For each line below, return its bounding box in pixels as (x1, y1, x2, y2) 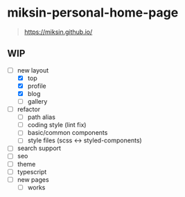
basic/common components (27, 129, 108, 137)
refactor (17, 105, 40, 113)
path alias (27, 113, 55, 122)
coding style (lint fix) (27, 121, 87, 129)
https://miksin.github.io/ (24, 28, 93, 36)
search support (17, 144, 61, 153)
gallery (27, 97, 48, 105)
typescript (17, 167, 47, 176)
